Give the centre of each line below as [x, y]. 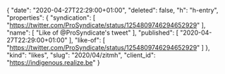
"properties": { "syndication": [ [51, 18]
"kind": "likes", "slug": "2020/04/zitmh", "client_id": [81, 55]
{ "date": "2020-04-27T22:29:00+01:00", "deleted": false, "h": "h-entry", [112, 10]
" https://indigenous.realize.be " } [53, 62]
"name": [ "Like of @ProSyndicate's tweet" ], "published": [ [93, 32]
